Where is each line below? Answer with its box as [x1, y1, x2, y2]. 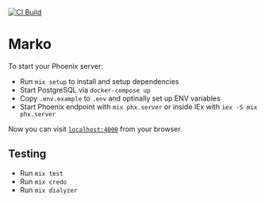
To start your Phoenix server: [8, 61, 103, 71]
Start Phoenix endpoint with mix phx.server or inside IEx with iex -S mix [19, 101, 258, 111]
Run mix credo [19, 177, 67, 186]
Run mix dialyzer [19, 185, 78, 194]
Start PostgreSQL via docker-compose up [19, 85, 151, 94]
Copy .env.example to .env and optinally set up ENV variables [19, 93, 221, 103]
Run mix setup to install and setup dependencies [19, 76, 179, 86]
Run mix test [19, 168, 63, 177]
